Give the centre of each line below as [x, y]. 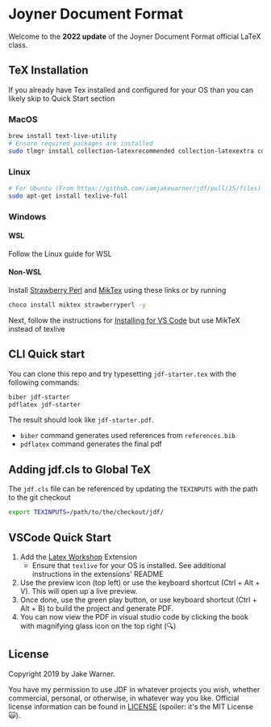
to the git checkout [40, 498]
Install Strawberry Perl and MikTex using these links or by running [117, 290]
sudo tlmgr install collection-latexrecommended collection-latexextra [131, 151]
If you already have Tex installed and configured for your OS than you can [131, 90]
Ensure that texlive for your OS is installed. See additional [129, 565]
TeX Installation [48, 71]
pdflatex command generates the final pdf [91, 444]
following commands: [44, 382]
